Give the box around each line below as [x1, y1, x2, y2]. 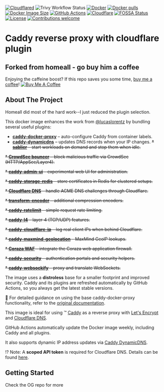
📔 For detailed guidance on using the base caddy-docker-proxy [5, 295, 135, 301]
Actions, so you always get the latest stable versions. [5, 285, 114, 291]
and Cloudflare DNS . [5, 314, 47, 320]
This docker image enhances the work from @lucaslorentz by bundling [5, 118, 151, 124]
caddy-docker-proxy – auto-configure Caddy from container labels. [12, 133, 153, 139]
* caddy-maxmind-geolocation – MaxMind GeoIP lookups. [5, 236, 127, 242]
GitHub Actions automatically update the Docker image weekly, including [5, 324, 155, 330]
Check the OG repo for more [5, 382, 64, 388]
